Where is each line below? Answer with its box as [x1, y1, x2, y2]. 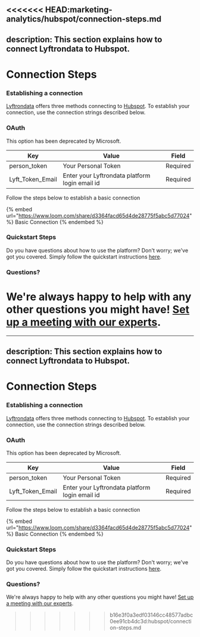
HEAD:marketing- [45, 5, 113, 15]
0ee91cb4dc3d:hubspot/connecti [110, 618, 192, 625]
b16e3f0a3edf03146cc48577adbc [110, 611, 193, 618]
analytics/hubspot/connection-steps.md [6, 14, 162, 24]
